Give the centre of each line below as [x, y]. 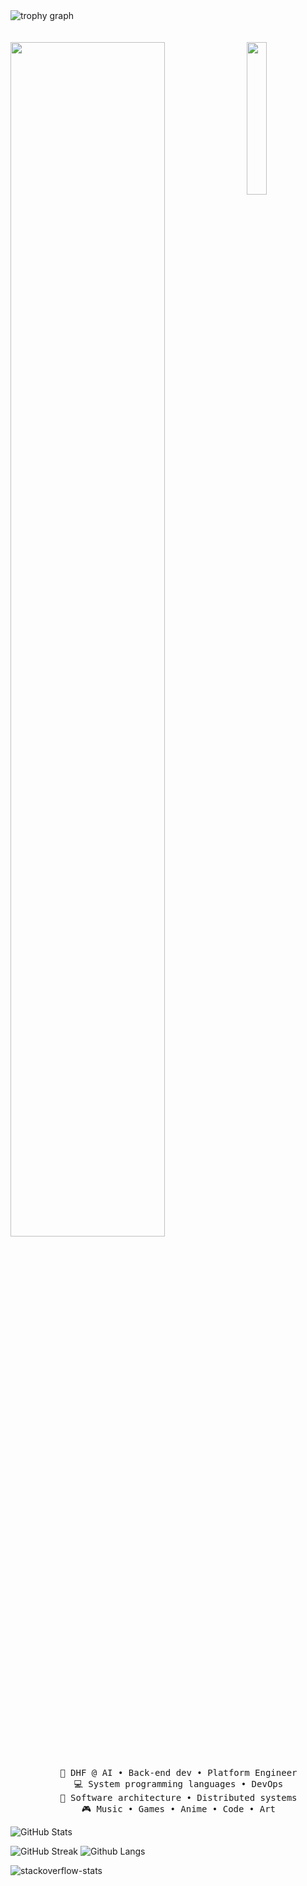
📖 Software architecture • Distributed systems [178, 1797]
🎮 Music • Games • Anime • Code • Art [178, 1809]
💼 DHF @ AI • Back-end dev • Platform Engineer [178, 1772]
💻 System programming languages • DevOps [178, 1784]
